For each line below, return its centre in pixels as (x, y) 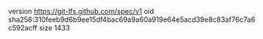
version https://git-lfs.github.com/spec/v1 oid (81, 11)
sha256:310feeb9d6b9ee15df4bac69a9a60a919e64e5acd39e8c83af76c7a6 (132, 19)
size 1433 (55, 28)
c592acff (23, 28)
